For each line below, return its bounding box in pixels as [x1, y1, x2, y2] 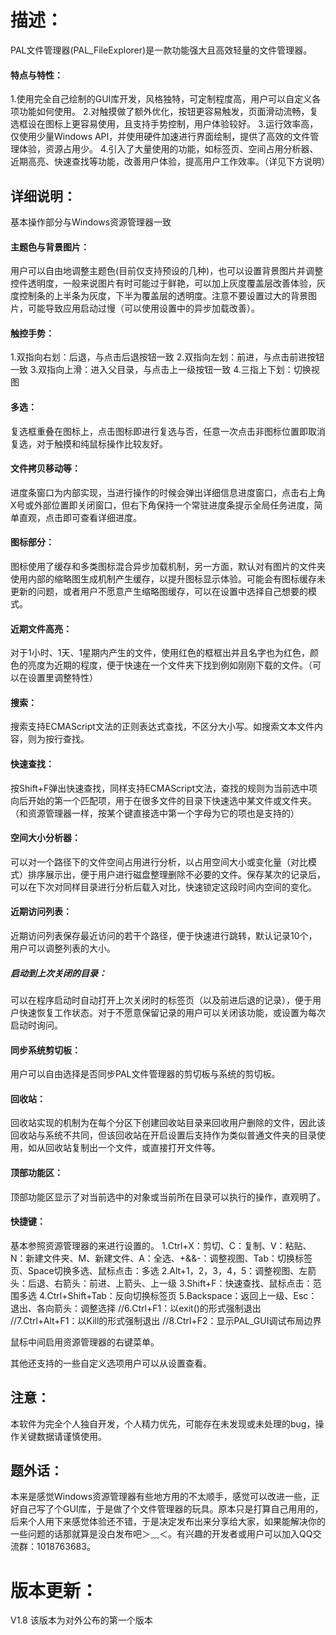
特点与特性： [10, 69, 63, 81]
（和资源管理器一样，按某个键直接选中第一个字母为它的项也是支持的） [10, 807, 300, 819]
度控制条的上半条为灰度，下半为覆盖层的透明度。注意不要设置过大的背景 [10, 290, 308, 302]
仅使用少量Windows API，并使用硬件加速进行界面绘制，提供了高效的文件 [10, 131, 311, 143]
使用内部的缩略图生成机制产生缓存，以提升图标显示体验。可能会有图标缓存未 [10, 572, 326, 585]
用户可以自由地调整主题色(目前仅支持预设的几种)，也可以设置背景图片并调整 [10, 265, 324, 277]
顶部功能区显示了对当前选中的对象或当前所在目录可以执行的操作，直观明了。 [10, 1191, 326, 1203]
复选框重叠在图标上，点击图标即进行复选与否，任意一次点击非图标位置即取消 [10, 425, 326, 437]
